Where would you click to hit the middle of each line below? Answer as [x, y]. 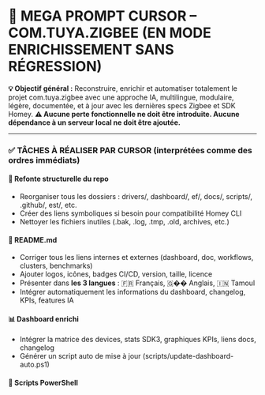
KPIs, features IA [47, 300]
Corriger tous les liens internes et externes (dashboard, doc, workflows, [136, 258]
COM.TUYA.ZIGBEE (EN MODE [110, 33]
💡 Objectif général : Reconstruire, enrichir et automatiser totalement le [123, 88]
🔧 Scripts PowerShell [43, 383]
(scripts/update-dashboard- [188, 356]
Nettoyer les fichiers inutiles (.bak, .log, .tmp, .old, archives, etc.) [125, 222]
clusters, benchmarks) [56, 266]
